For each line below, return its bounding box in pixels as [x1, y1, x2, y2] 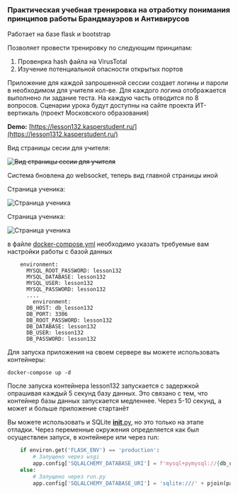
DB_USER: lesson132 [25, 330, 84, 337]
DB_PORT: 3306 [25, 310, 69, 318]
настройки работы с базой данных [7, 247, 113, 256]
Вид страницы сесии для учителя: [7, 144, 110, 152]
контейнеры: [7, 356, 46, 364]
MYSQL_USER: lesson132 [25, 280, 93, 287]
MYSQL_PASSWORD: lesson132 [25, 286, 106, 293]
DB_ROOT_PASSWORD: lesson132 [25, 317, 113, 324]
